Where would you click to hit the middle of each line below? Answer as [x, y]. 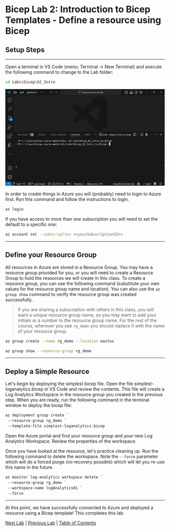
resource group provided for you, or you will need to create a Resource [79, 273]
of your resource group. [42, 331]
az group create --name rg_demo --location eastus [60, 341]
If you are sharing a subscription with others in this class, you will [86, 309]
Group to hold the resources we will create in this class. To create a [75, 278]
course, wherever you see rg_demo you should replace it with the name [91, 326]
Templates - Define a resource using [83, 20]
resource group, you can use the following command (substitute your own [82, 283]
